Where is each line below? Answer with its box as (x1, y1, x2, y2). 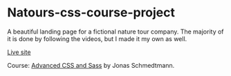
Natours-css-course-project (7, 5, 175, 21)
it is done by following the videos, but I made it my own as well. (7, 34, 187, 42)
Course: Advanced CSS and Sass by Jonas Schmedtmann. (7, 61, 175, 69)
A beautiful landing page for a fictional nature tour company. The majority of (7, 27, 224, 36)
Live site (7, 48, 31, 56)
